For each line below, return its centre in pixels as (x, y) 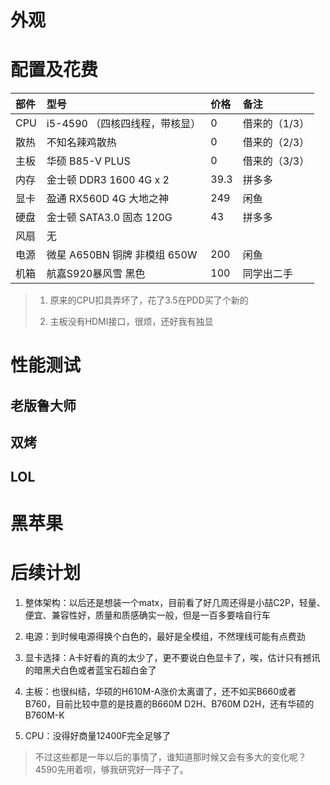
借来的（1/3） (276, 124)
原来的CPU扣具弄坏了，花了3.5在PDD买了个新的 (149, 300)
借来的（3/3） (276, 161)
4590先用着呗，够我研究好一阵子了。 (111, 769)
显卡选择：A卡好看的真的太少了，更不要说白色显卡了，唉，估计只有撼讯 (172, 657)
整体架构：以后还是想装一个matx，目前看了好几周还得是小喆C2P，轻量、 (175, 602)
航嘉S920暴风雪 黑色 (96, 274)
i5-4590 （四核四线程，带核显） (124, 124)
